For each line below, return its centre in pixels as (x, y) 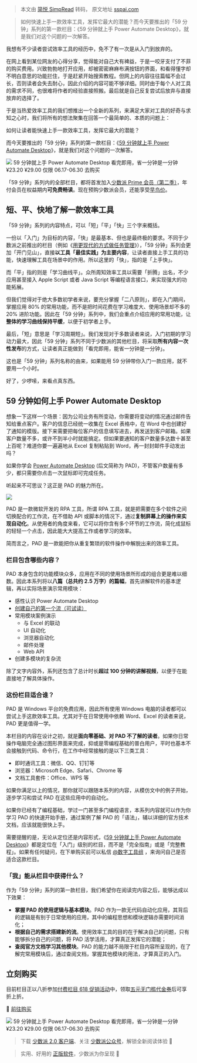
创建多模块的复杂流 (38, 658)
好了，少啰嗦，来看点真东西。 (42, 380)
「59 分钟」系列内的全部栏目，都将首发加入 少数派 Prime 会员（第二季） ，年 (97, 182)
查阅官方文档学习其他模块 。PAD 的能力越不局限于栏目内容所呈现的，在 (100, 946)
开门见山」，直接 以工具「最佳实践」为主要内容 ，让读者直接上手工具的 (100, 252)
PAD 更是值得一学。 (30, 724)
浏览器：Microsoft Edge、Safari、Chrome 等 (68, 771)
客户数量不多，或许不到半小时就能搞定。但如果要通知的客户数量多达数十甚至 (98, 438)
